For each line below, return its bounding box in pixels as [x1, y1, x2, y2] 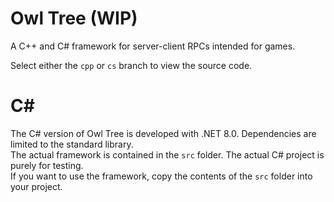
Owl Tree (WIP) [10, 7, 138, 30]
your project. [10, 180, 63, 192]
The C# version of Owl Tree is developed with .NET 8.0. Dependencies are [10, 127, 317, 139]
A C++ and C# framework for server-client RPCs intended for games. [10, 40, 296, 52]
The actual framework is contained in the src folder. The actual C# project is [10, 148, 325, 161]
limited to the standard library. [10, 138, 134, 150]
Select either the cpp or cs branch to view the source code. [10, 59, 253, 71]
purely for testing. [10, 159, 84, 171]
